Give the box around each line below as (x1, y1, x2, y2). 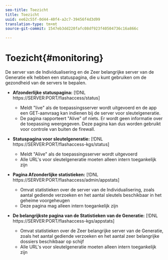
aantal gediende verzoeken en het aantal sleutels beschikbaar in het (20, 192, 162, 198)
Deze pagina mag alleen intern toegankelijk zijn (20, 203, 119, 209)
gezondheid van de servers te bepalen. (5, 80, 87, 86)
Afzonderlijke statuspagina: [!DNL (12, 89, 86, 96)
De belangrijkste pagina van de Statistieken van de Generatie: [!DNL (12, 213, 158, 219)
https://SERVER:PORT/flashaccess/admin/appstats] (12, 177, 120, 183)
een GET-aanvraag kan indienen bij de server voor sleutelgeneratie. (20, 110, 161, 116)
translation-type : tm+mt (5, 21, 58, 27)
